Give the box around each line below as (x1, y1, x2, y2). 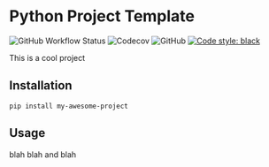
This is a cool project (9, 52, 86, 63)
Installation (9, 78, 73, 94)
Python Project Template (9, 6, 196, 27)
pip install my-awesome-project (9, 102, 128, 110)
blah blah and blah (9, 148, 77, 160)
